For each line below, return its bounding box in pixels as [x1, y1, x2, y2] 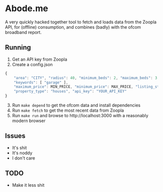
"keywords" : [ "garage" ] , [14, 80, 68, 85]
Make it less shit [12, 182, 45, 188]
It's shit [12, 144, 27, 151]
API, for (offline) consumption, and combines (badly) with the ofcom [5, 24, 141, 30]
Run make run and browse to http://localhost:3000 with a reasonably [12, 113, 149, 118]
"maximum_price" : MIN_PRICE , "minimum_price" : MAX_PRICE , [14, 85, 133, 89]
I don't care [12, 155, 35, 161]
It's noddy [12, 150, 33, 156]
